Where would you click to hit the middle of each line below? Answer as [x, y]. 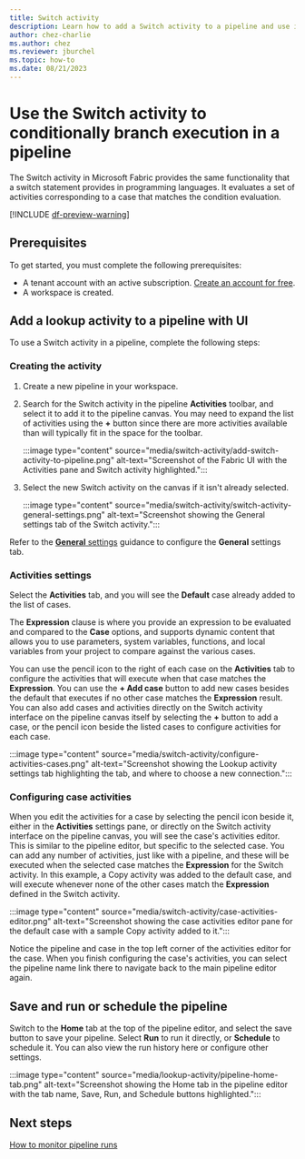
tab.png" [26, 1084]
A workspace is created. [68, 292]
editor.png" [30, 922]
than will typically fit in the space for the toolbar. [113, 432]
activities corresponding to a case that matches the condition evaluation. [145, 197]
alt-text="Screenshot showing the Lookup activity [184, 764]
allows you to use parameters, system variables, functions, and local [138, 641]
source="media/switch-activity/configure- [180, 754]
